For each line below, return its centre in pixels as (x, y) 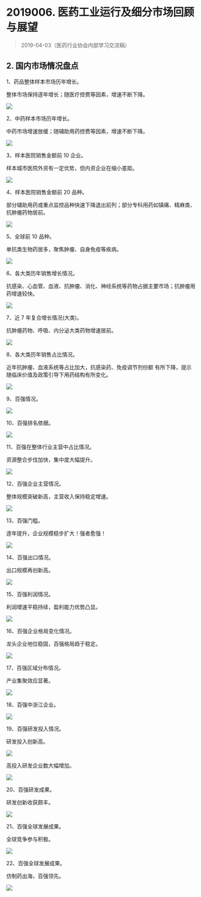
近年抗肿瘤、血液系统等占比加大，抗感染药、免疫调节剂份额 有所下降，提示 (99, 367)
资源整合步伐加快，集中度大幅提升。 (51, 459)
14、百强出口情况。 (30, 557)
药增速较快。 (22, 293)
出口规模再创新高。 (30, 570)
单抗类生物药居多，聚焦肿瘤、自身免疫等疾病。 (64, 249)
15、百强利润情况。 (30, 594)
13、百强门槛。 (25, 520)
